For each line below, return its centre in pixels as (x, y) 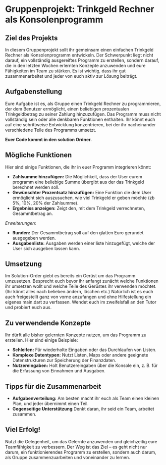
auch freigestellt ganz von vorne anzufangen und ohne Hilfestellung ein (78, 297)
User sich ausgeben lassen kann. (46, 248)
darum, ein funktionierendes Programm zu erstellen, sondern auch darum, (81, 452)
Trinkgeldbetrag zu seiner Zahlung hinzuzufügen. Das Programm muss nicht (83, 114)
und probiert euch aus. (28, 308)
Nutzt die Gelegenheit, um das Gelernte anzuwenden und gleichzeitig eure (81, 441)
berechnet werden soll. (36, 187)
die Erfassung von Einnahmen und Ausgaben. (59, 371)
